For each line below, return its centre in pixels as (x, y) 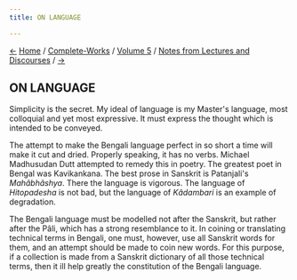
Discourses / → (37, 60)
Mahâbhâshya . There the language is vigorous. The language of (127, 183)
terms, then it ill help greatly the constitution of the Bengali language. (136, 267)
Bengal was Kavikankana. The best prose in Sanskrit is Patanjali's (129, 173)
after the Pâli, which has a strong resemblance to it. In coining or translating (148, 228)
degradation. (32, 202)
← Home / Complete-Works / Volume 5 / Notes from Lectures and (130, 51)
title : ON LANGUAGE (45, 17)
